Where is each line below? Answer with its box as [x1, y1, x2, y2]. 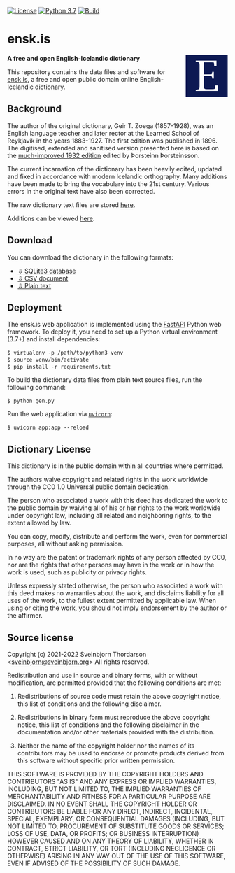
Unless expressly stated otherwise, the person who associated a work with [7, 581, 224, 590]
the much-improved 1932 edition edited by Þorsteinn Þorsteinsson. [7, 151, 200, 159]
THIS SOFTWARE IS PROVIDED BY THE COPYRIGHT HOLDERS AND [7, 770, 204, 778]
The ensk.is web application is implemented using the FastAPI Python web [7, 320, 222, 329]
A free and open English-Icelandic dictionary [7, 54, 141, 62]
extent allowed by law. [7, 518, 71, 527]
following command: [7, 383, 66, 392]
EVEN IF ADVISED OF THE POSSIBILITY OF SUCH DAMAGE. [7, 859, 180, 867]
